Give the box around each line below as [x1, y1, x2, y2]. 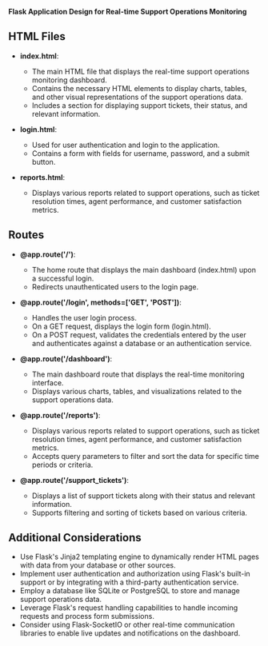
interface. [31, 377, 64, 387]
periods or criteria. [31, 460, 94, 469]
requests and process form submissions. [19, 612, 154, 621]
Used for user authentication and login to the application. [31, 140, 220, 150]
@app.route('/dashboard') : [19, 353, 113, 363]
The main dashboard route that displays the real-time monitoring [31, 369, 246, 379]
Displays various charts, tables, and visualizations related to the [31, 386, 242, 396]
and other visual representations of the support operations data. [31, 92, 244, 102]
